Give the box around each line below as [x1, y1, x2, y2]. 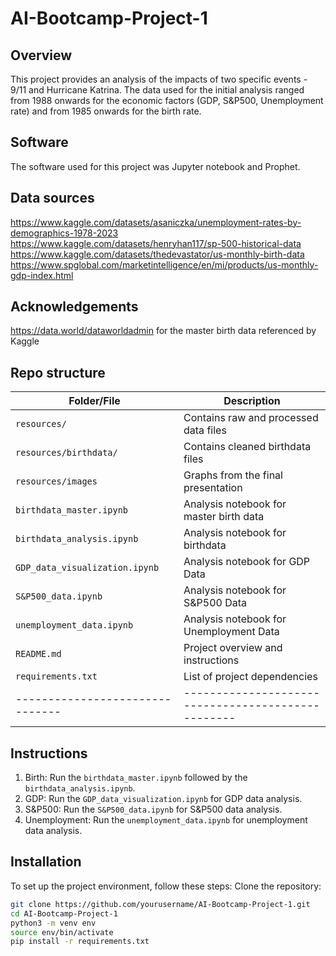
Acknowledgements [10, 298, 139, 316]
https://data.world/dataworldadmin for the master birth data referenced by [10, 325, 317, 337]
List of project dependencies [183, 670, 318, 684]
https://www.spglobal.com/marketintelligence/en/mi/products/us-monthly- [10, 258, 319, 271]
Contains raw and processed [183, 411, 319, 425]
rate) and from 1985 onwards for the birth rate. [10, 105, 202, 117]
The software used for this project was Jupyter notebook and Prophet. [10, 160, 301, 172]
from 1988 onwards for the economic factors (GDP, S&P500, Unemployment [10, 95, 324, 106]
